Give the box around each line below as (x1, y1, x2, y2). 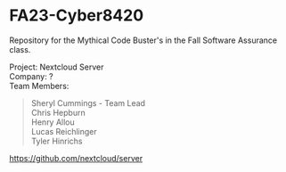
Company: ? (9, 70, 53, 81)
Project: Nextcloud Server (9, 61, 104, 72)
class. (9, 44, 31, 54)
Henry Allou (30, 117, 76, 127)
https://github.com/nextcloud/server (9, 152, 143, 163)
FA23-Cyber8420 (9, 5, 144, 26)
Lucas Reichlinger (30, 126, 98, 136)
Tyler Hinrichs (30, 135, 83, 146)
